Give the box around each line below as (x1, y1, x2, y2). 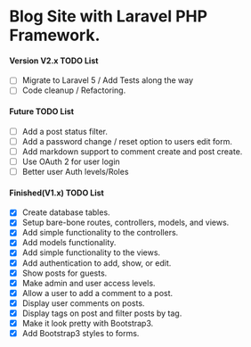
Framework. (9, 25, 101, 45)
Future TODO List (9, 106, 74, 117)
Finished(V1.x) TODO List (9, 187, 104, 198)
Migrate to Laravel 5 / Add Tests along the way (21, 75, 194, 86)
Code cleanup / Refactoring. (21, 85, 126, 95)
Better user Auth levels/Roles (21, 166, 129, 177)
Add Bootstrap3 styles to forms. (21, 327, 140, 338)
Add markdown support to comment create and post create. (21, 145, 243, 157)
